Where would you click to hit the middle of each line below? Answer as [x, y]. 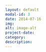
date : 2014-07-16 [23, 19]
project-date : [20, 33]
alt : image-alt [21, 28]
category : [15, 38]
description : [19, 42]
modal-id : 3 [17, 14]
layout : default [22, 10]
